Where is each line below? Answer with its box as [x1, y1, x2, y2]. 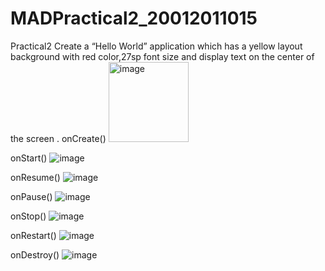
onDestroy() [10, 248, 60, 261]
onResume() [10, 171, 61, 183]
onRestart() [10, 229, 57, 241]
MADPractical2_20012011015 [10, 7, 258, 30]
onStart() [10, 152, 48, 164]
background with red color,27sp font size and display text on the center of [10, 50, 315, 62]
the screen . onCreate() [10, 132, 107, 144]
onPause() [10, 190, 53, 202]
